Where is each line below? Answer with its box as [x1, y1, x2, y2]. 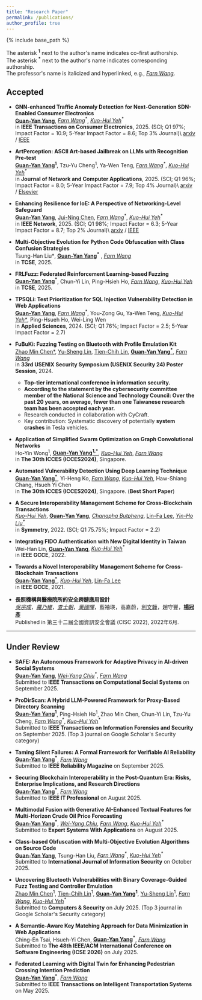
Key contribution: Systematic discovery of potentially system [23, 417, 176, 424]
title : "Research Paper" [6, 8, 69, 15]
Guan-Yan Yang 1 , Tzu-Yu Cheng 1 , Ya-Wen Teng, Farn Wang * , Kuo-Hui [14, 161, 189, 169]
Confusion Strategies [14, 245, 70, 252]
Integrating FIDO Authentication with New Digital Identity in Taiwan [14, 538, 186, 545]
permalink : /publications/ [6, 14, 74, 21]
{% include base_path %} [6, 37, 70, 44]
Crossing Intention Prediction [14, 967, 90, 974]
